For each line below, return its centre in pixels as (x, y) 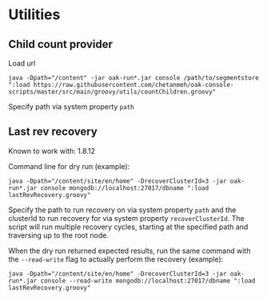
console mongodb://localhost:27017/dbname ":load (125, 188)
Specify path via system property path (71, 107)
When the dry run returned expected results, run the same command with (130, 251)
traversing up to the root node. (59, 235)
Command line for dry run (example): (69, 166)
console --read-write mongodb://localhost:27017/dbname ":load (148, 281)
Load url (22, 63)
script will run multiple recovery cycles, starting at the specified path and (128, 227)
